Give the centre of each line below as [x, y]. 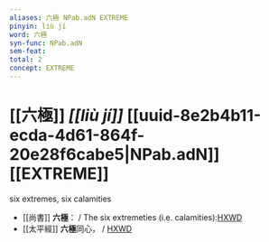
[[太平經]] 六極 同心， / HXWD [77, 228]
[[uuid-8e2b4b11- [194, 116]
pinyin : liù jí [38, 26]
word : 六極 [28, 34]
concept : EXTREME [42, 69]
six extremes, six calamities [60, 199]
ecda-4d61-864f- [77, 135]
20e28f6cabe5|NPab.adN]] [115, 155]
